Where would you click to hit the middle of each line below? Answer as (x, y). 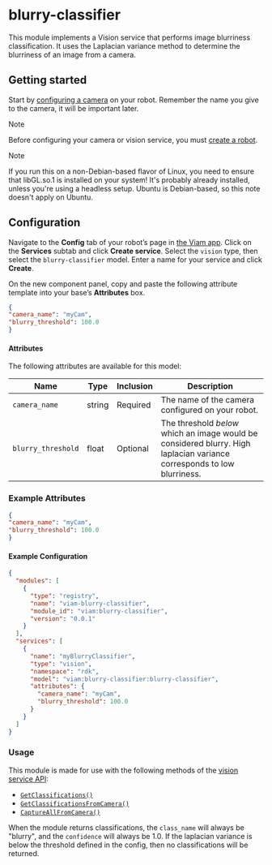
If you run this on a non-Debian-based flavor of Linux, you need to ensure (132, 171)
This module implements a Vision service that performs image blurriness (130, 37)
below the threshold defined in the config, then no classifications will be (128, 845)
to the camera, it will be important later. (74, 108)
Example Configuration (48, 556)
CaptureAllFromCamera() (60, 812)
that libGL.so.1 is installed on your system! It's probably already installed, (130, 179)
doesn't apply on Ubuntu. (51, 197)
